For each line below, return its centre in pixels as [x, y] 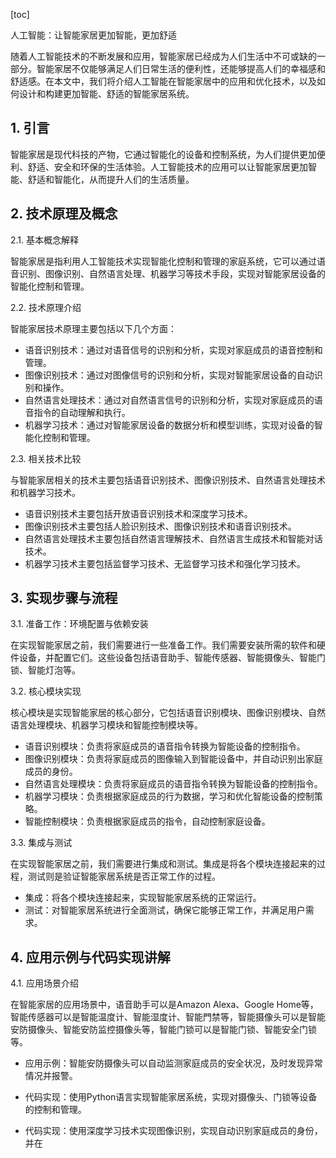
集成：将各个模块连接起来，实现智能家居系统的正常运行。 [143, 898]
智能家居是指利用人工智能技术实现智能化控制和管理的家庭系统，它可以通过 [163, 261]
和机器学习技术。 [45, 492]
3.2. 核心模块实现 [46, 691]
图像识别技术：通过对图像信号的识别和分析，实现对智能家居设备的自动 [169, 375]
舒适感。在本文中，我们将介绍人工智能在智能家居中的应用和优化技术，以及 [163, 81]
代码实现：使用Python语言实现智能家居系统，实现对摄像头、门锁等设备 [171, 1097]
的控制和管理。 [55, 1110]
